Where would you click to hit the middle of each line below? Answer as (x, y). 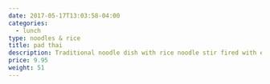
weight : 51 (27, 68)
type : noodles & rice (45, 38)
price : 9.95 (28, 61)
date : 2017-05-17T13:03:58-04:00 (64, 16)
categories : (28, 23)
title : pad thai (35, 46)
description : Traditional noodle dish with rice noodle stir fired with (133, 53)
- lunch (29, 30)
